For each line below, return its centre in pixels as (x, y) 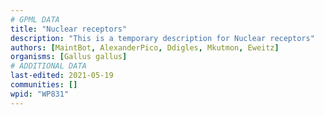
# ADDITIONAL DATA (48, 66)
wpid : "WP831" (40, 94)
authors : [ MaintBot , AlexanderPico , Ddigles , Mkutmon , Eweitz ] (145, 47)
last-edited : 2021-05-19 (62, 76)
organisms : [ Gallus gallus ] (69, 57)
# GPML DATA (35, 19)
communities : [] (44, 85)
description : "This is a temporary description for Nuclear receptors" (162, 38)
